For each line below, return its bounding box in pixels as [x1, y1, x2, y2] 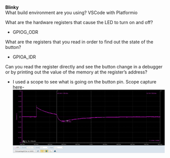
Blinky [5, 5, 19, 10]
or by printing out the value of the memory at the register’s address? [5, 69, 148, 75]
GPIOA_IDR [12, 54, 36, 60]
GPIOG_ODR [12, 29, 38, 35]
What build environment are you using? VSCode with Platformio [5, 10, 138, 16]
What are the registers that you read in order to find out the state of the [5, 39, 153, 45]
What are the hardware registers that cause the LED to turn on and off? [5, 20, 153, 25]
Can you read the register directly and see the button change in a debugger [5, 64, 163, 69]
